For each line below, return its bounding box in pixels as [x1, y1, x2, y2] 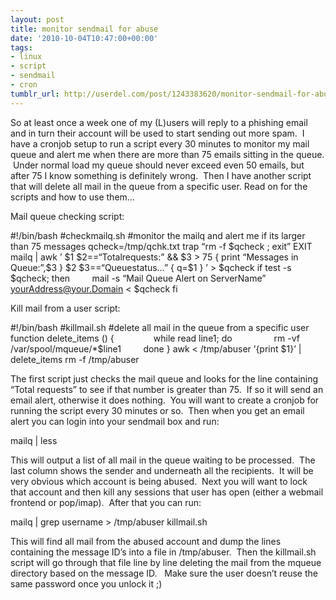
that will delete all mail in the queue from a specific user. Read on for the [10, 180, 308, 192]
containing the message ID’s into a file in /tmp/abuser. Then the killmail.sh [10, 546, 317, 558]
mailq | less [10, 434, 58, 446]
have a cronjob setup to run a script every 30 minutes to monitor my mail [10, 137, 310, 150]
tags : [10, 42, 33, 53]
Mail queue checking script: [10, 210, 125, 222]
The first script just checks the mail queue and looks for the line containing [10, 372, 319, 385]
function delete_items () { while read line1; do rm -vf [10, 332, 300, 344]
